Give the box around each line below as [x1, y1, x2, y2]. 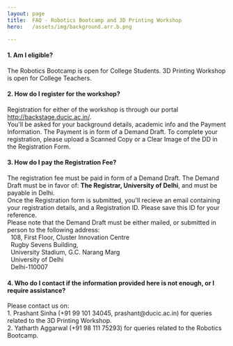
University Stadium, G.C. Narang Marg [10, 248, 120, 256]
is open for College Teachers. [7, 74, 92, 82]
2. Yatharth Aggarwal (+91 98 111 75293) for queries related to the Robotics [7, 324, 223, 332]
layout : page [7, 10, 45, 17]
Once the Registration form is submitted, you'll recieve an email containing [7, 196, 220, 204]
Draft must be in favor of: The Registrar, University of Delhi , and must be [7, 181, 218, 189]
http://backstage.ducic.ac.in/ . [7, 112, 92, 121]
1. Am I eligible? [7, 50, 54, 59]
